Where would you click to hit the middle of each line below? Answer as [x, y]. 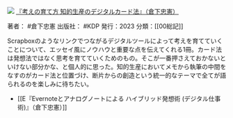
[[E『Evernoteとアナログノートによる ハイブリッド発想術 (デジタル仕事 [119, 99]
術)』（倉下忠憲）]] [42, 107]
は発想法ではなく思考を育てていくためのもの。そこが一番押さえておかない [114, 58]
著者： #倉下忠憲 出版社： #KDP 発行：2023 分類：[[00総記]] [95, 26]
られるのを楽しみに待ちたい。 [50, 84]
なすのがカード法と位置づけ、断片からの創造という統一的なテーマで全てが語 [117, 75]
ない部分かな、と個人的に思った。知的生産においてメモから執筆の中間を [123, 67]
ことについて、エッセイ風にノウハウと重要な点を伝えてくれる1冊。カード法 [115, 49]
